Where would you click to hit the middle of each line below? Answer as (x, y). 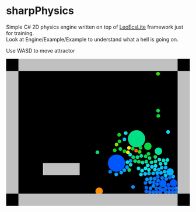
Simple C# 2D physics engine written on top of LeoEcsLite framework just (95, 27)
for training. (20, 33)
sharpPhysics (40, 11)
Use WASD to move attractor (41, 50)
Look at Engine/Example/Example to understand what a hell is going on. (92, 39)
